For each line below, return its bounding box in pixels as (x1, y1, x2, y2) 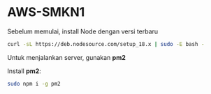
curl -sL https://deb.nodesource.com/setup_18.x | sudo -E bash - (7, 40, 205, 47)
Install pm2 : (7, 67, 42, 75)
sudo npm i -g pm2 (7, 80, 61, 87)
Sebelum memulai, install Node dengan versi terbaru (7, 27, 159, 36)
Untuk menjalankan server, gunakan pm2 (7, 53, 126, 61)
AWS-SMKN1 (7, 4, 85, 20)
